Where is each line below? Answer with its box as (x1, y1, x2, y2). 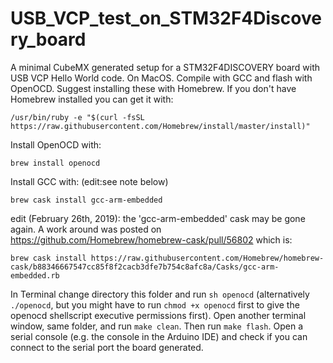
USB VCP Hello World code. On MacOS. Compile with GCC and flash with (10, 72, 313, 84)
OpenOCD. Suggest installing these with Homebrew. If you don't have (10, 82, 297, 94)
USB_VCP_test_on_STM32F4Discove (10, 7, 322, 30)
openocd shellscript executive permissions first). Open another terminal (10, 309, 307, 321)
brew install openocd (10, 158, 101, 168)
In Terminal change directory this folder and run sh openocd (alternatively (10, 288, 310, 300)
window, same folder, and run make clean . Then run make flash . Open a (10, 320, 303, 332)
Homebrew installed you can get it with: (10, 93, 174, 105)
